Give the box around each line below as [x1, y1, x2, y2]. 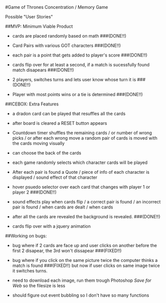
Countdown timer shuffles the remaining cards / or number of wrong [12, 130, 152, 136]
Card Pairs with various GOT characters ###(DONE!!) [12, 43, 121, 49]
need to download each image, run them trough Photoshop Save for [12, 277, 152, 283]
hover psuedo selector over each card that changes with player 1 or [12, 184, 150, 190]
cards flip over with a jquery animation [12, 223, 91, 229]
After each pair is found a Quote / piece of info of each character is [12, 169, 150, 175]
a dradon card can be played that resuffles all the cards [12, 111, 126, 116]
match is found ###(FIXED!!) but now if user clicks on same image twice [12, 262, 160, 268]
